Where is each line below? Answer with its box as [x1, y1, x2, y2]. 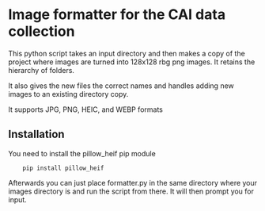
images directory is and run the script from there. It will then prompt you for [8, 186, 255, 196]
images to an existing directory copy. [8, 89, 129, 98]
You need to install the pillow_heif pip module [8, 148, 156, 158]
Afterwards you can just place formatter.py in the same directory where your [8, 178, 258, 187]
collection [8, 22, 75, 40]
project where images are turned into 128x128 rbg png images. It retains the [8, 57, 256, 67]
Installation [8, 128, 65, 141]
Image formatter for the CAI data [8, 6, 226, 24]
